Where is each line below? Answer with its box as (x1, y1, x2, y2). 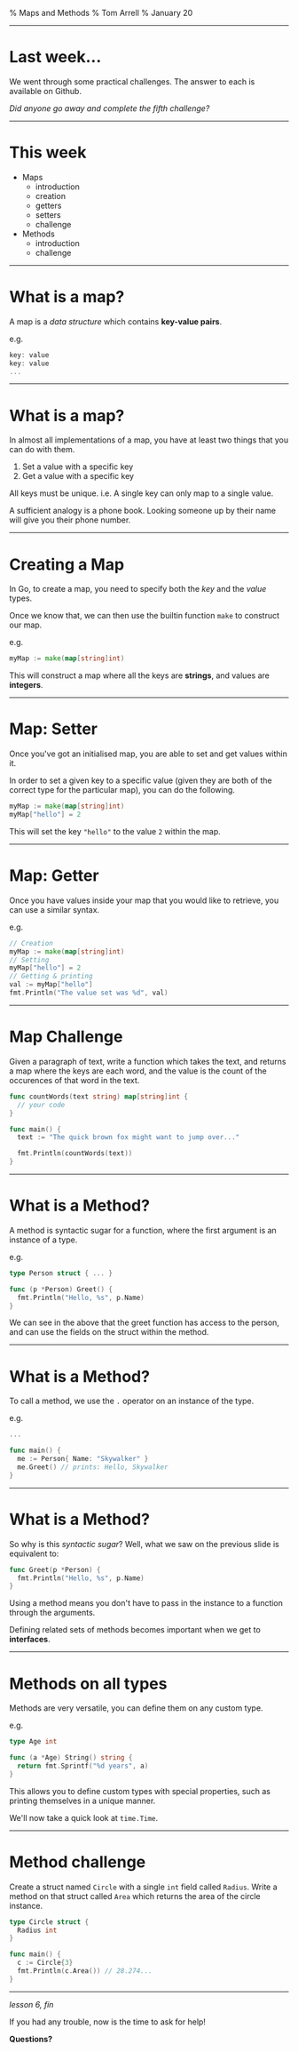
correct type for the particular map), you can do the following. (9, 785, 235, 795)
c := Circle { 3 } (17, 1959, 74, 1968)
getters (35, 200, 62, 211)
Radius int (17, 1926, 58, 1935)
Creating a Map (9, 555, 125, 574)
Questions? (9, 2033, 53, 2044)
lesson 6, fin (9, 1999, 54, 2009)
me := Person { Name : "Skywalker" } (17, 1455, 149, 1464)
